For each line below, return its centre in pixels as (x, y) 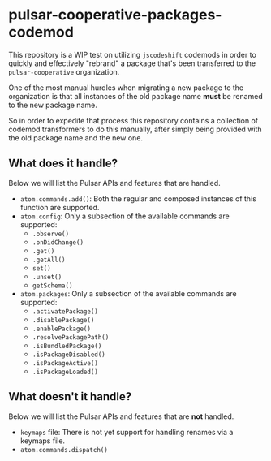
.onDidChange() (58, 242)
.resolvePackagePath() (71, 337)
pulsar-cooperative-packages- (115, 15)
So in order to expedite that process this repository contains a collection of (133, 120)
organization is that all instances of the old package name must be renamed (136, 96)
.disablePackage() (63, 320)
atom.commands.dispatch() (64, 450)
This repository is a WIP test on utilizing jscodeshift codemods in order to (133, 54)
